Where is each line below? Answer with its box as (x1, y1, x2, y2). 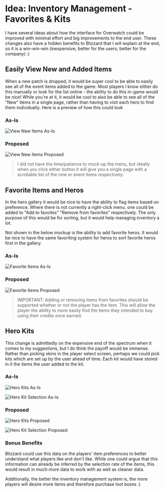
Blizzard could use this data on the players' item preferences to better (5, 451, 147, 457)
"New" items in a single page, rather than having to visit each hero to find (5, 99, 154, 105)
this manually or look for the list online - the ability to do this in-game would (5, 88, 159, 94)
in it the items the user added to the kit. (5, 361, 85, 367)
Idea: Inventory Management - (5, 3, 132, 14)
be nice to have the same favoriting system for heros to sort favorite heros (5, 235, 156, 241)
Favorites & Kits (5, 13, 71, 25)
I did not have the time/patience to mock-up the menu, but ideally (17, 161, 150, 167)
